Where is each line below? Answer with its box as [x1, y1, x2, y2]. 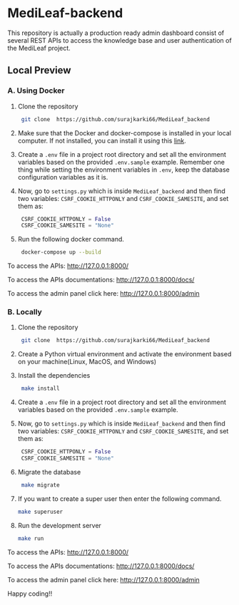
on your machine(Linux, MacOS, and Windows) [17, 358, 157, 366]
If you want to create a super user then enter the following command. [17, 494, 222, 503]
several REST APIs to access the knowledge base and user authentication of [7, 36, 232, 44]
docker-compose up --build [21, 249, 101, 256]
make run [17, 534, 44, 542]
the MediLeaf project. [7, 43, 71, 52]
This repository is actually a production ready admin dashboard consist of [7, 29, 225, 37]
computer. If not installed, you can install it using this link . [17, 136, 187, 145]
